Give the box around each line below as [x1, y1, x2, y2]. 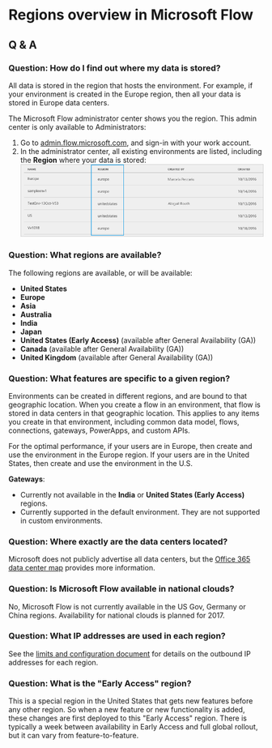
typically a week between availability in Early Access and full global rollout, [8, 722, 258, 732]
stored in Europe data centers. [8, 97, 109, 107]
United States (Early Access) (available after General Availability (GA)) [19, 335, 257, 345]
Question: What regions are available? [8, 250, 162, 261]
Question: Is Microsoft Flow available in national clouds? [8, 583, 235, 595]
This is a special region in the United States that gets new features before [8, 696, 253, 706]
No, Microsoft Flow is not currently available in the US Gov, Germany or [8, 601, 247, 611]
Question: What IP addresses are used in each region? [8, 630, 226, 642]
